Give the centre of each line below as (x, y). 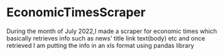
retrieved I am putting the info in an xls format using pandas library (100, 45)
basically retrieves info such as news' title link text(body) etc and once (106, 38)
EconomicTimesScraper (76, 12)
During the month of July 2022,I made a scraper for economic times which (112, 31)
